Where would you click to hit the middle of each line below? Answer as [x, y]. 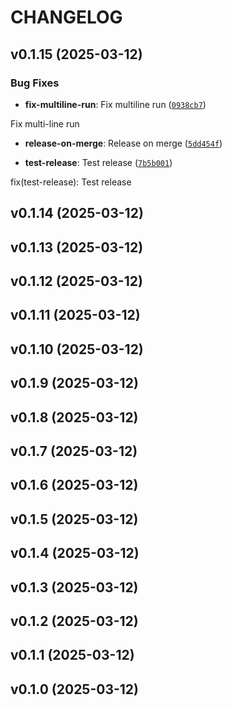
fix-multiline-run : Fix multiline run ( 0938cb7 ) [115, 104]
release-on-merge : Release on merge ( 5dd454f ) [123, 143]
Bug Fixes [35, 83]
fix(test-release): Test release [71, 182]
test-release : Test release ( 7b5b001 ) [98, 162]
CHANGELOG [66, 17]
